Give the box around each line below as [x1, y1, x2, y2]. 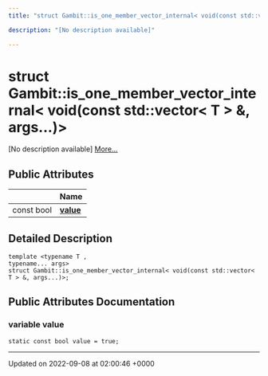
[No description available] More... [8, 144, 118, 154]
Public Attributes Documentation [8, 296, 175, 309]
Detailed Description [8, 232, 113, 245]
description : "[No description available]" [8, 25, 156, 34]
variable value [8, 319, 65, 331]
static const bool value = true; [8, 337, 120, 345]
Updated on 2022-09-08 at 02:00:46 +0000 [8, 358, 156, 368]
